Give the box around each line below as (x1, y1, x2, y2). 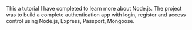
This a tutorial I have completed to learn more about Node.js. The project (6, 5, 182, 12)
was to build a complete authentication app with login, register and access (6, 11, 186, 18)
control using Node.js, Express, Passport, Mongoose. (6, 18, 135, 24)
